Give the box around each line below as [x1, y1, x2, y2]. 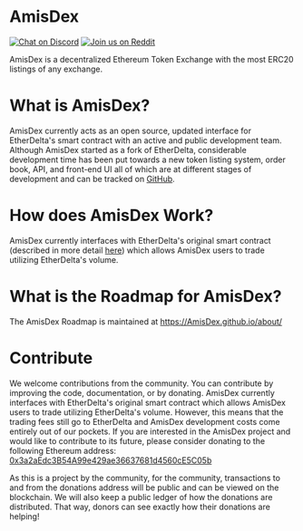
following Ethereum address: [9, 445, 116, 456]
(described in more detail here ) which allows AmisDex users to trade [9, 245, 265, 256]
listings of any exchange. [9, 63, 103, 74]
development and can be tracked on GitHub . [9, 173, 175, 184]
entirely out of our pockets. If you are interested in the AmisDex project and [9, 426, 291, 437]
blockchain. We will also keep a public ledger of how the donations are [9, 491, 273, 502]
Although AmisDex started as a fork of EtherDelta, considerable [9, 144, 247, 155]
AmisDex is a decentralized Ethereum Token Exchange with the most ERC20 [9, 53, 294, 64]
